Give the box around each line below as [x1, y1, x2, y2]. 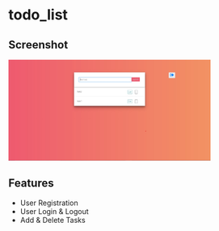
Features [8, 176, 54, 191]
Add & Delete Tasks [19, 215, 86, 225]
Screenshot [8, 38, 69, 52]
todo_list [8, 6, 69, 24]
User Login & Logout [19, 206, 89, 216]
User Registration [19, 198, 78, 208]
